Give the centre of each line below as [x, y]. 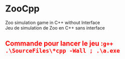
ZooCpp [22, 9]
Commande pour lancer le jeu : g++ [59, 44]
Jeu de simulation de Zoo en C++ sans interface [55, 27]
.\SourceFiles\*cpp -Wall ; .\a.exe [63, 51]
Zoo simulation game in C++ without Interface [53, 22]
